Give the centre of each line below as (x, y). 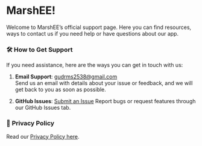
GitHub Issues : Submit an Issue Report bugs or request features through (105, 101)
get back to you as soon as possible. (61, 90)
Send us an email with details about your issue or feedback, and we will (104, 83)
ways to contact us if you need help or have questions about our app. (93, 33)
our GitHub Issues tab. (43, 108)
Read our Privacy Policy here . (43, 136)
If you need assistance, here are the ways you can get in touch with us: (95, 65)
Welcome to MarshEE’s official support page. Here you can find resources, (99, 27)
